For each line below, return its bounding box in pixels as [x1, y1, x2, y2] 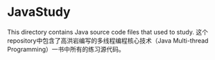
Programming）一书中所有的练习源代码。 [7, 45, 125, 53]
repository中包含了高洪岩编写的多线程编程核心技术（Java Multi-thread [7, 36, 209, 45]
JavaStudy [7, 4, 71, 20]
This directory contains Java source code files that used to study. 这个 [7, 28, 208, 36]
